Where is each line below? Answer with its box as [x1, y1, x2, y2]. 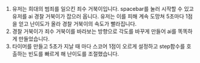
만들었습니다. [18, 35, 50, 42]
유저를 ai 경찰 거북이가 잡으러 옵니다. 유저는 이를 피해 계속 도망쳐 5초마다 [12, 13, 185, 20]
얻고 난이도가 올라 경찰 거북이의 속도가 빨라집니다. [18, 20, 137, 27]
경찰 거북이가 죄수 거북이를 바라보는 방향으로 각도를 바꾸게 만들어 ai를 [12, 28, 177, 35]
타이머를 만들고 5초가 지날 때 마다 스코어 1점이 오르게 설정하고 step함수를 [12, 43, 185, 50]
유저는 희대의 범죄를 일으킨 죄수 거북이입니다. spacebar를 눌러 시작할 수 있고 [12, 5, 194, 12]
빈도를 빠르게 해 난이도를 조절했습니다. [28, 50, 119, 57]
